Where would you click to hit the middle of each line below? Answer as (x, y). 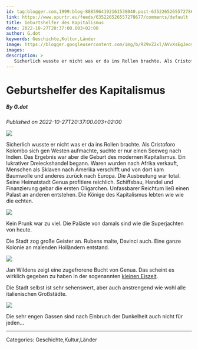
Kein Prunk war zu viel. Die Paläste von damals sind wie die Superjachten (95, 223)
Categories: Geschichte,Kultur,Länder (52, 340)
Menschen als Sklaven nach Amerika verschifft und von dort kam (85, 169)
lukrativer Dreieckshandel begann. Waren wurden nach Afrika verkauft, (92, 163)
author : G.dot (24, 34)
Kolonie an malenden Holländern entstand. (58, 247)
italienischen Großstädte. (37, 293)
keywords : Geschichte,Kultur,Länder (51, 39)
